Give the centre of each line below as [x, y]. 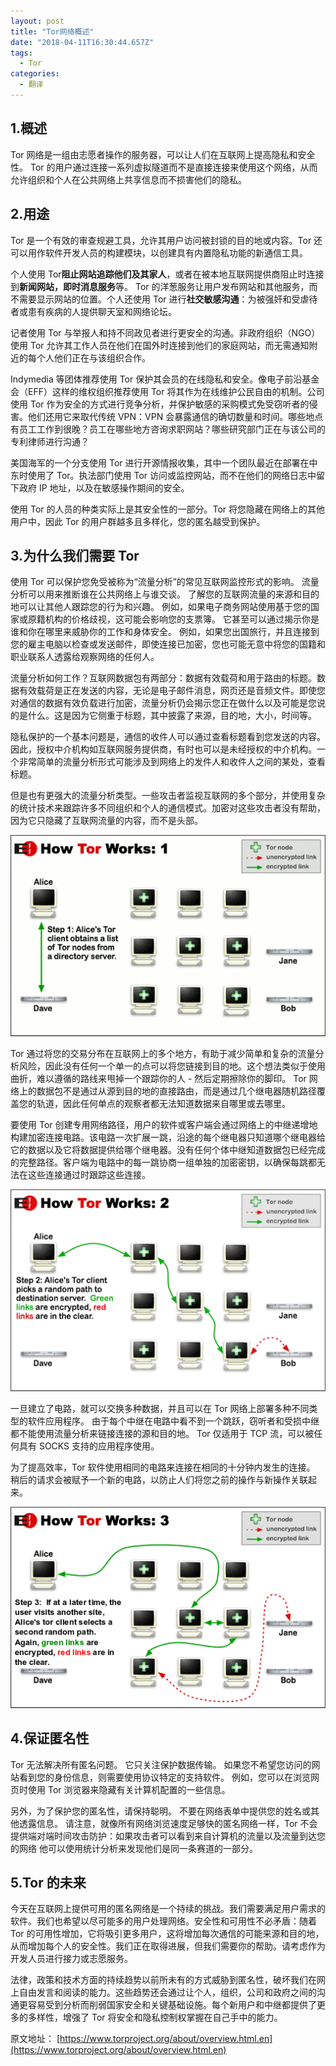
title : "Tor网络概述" [52, 31]
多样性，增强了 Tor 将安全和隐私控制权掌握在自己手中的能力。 [155, 2017]
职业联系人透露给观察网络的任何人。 [85, 657]
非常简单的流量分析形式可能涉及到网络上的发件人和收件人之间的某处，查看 [172, 762]
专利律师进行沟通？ [50, 441]
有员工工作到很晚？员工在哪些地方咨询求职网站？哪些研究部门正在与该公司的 [168, 429]
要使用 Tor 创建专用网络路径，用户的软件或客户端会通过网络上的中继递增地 [164, 1125]
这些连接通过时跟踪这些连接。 [89, 1175]
